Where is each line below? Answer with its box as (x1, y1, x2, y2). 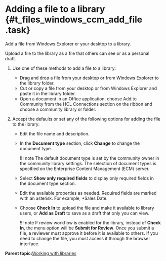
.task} (5, 25, 31, 36)
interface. (19, 241, 40, 247)
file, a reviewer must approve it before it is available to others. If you (19, 230, 158, 236)
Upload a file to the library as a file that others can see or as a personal (5, 50, 150, 56)
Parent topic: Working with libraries (5, 250, 77, 256)
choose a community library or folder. (19, 106, 96, 112)
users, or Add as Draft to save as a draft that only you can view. (19, 210, 150, 216)
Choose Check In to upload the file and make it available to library (19, 205, 154, 211)
